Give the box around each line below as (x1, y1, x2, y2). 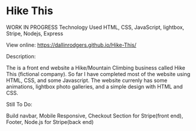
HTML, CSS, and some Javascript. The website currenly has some (6, 77, 168, 84)
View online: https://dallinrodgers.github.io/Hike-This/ (6, 41, 137, 48)
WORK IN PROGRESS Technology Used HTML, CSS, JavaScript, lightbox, (6, 24, 185, 31)
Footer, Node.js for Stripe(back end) (6, 118, 94, 125)
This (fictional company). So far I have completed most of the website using (6, 70, 191, 77)
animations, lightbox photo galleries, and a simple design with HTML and (6, 83, 183, 90)
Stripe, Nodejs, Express (6, 30, 64, 37)
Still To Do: (6, 100, 32, 107)
